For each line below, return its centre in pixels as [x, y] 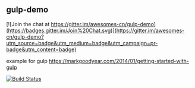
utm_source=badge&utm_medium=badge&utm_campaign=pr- [82, 43]
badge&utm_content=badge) [41, 49]
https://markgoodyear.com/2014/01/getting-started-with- [119, 61]
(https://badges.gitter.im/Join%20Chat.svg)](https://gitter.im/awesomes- [95, 30]
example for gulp [27, 61]
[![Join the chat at [28, 24]
